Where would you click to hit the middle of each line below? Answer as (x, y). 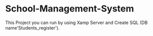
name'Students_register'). (32, 27)
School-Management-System (70, 9)
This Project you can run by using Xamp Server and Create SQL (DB (76, 22)
